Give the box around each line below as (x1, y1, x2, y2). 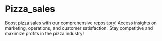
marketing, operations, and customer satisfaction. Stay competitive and (5, 25, 153, 31)
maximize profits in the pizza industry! (5, 30, 84, 36)
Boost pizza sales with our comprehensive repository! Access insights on (5, 20, 157, 26)
